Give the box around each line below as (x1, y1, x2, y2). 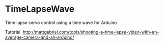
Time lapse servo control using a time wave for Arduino (5, 20, 117, 25)
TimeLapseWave (5, 3, 75, 15)
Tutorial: (5, 29, 22, 35)
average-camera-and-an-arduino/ (5, 34, 75, 40)
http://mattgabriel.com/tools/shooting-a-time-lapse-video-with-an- (23, 29, 159, 35)
